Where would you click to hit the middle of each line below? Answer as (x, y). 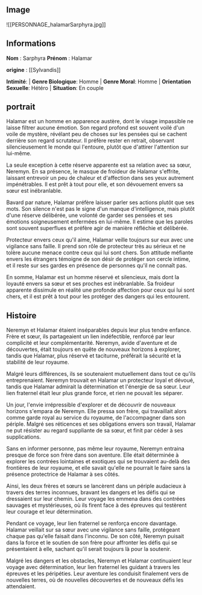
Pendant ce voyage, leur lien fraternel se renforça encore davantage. (92, 523)
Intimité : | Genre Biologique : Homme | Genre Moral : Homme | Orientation (99, 82)
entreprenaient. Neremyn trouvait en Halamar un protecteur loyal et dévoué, (100, 381)
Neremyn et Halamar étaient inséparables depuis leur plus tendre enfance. (99, 330)
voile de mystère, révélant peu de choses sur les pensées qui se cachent (97, 134)
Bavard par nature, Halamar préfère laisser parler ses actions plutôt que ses (100, 202)
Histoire (21, 316)
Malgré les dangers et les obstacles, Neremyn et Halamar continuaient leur (99, 561)
